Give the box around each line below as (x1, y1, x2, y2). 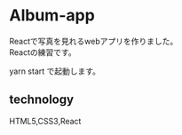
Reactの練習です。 (9, 46, 77, 58)
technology (9, 92, 74, 107)
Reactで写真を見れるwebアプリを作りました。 (9, 36, 178, 46)
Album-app (9, 5, 95, 26)
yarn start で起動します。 (9, 66, 100, 76)
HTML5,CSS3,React (9, 115, 82, 126)
